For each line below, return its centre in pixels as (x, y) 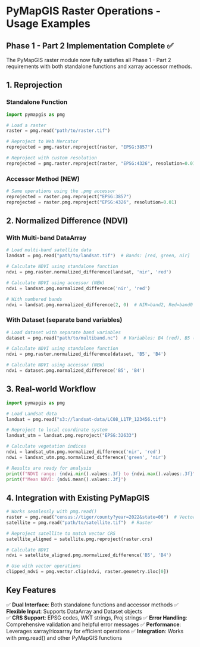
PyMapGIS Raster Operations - (83, 11)
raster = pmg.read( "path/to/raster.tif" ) (58, 131)
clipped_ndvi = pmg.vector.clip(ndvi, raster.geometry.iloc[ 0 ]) (87, 572)
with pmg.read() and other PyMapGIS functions (64, 637)
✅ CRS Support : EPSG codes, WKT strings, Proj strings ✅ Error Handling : (97, 617)
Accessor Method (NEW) (43, 178)
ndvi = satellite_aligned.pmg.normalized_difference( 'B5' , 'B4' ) (89, 555)
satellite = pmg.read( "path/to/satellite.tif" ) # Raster (79, 523)
